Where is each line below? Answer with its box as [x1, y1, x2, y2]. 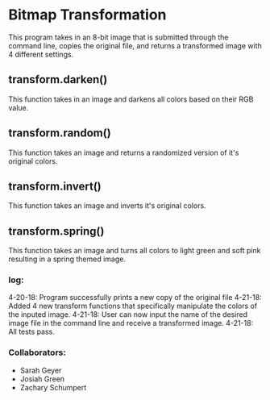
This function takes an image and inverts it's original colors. [8, 201, 207, 210]
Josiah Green [19, 373, 65, 384]
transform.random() [8, 127, 111, 140]
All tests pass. [8, 327, 55, 336]
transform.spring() [8, 224, 105, 238]
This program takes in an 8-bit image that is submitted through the [8, 32, 229, 42]
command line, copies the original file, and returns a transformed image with [8, 40, 262, 50]
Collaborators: [8, 347, 66, 358]
